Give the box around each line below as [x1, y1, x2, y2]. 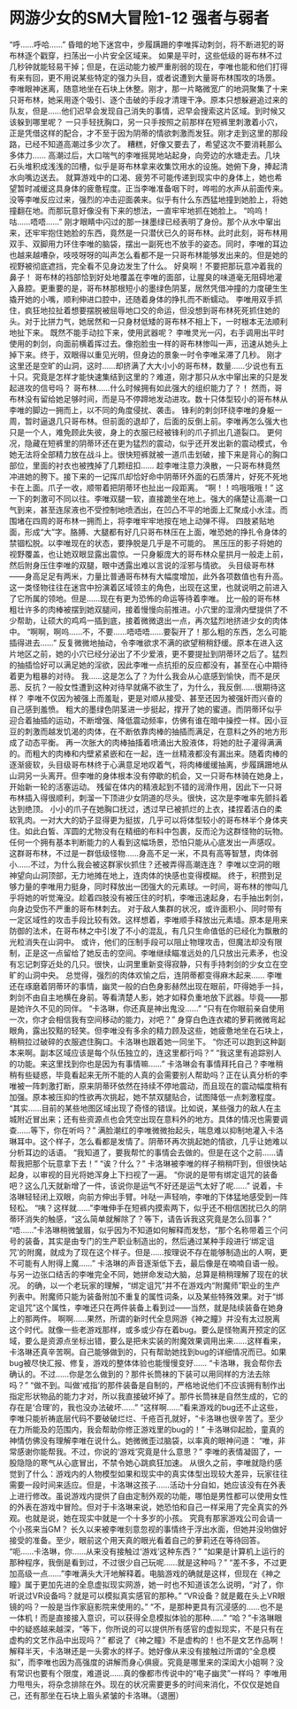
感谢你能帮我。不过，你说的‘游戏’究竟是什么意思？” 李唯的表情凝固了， [16, 1446, 275, 1456]
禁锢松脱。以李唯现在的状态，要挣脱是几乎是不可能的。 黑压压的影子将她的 [9, 537, 283, 548]
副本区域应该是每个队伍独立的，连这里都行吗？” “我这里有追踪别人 [39, 1047, 282, 1057]
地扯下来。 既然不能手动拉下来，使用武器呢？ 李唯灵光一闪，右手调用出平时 [9, 327, 285, 338]
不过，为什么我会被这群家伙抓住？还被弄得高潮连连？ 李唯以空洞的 [30, 859, 273, 870]
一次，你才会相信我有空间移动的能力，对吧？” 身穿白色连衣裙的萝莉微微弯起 [9, 1014, 286, 1025]
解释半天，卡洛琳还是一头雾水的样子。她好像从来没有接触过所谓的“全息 [9, 1645, 269, 1656]
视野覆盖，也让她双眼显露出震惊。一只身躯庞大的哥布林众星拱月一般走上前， [9, 549, 288, 559]
